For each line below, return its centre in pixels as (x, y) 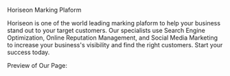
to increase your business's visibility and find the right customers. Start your (115, 45)
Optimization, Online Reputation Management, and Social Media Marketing (113, 38)
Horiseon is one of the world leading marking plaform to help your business (114, 23)
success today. (28, 52)
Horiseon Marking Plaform (44, 10)
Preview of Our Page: (37, 65)
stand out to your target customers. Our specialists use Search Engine (106, 30)
